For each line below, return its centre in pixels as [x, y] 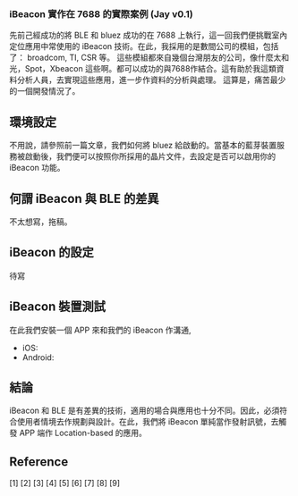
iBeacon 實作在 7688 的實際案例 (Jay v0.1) [102, 13]
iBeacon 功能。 [37, 168]
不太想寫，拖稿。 [41, 222]
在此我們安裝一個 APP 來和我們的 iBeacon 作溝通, [100, 330]
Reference [39, 462]
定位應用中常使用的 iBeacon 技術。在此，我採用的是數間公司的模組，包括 [144, 46]
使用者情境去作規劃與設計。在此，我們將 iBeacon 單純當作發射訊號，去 [148, 422]
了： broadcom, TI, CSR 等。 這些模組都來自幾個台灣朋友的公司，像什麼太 [145, 58]
